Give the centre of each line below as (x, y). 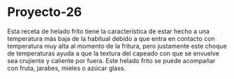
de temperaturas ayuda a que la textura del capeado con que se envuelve (114, 53)
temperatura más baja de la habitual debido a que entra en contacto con (111, 38)
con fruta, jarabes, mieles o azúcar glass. (67, 68)
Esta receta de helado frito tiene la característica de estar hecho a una (108, 31)
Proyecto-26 (45, 12)
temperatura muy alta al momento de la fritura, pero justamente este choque (117, 46)
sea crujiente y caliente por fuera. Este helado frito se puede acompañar (111, 60)
